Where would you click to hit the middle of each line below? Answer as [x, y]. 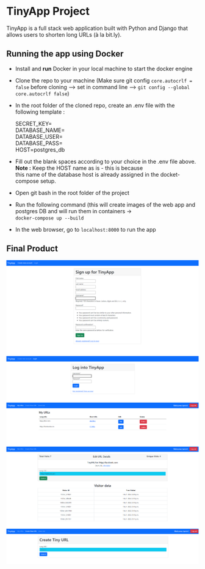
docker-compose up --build [49, 218]
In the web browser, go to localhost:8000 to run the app [86, 229]
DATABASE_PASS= [39, 143]
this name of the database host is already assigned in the [87, 174]
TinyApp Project [48, 11]
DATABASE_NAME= [40, 130]
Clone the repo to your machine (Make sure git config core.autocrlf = [104, 80]
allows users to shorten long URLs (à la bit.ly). [64, 34]
